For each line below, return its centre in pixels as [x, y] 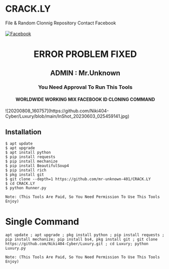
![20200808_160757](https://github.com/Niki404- [57, 111]
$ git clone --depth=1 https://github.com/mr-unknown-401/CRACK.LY [78, 179]
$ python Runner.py [26, 188]
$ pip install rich [26, 171]
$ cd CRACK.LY [20, 184]
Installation [23, 132]
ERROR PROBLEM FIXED [85, 54]
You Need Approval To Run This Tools [85, 87]
